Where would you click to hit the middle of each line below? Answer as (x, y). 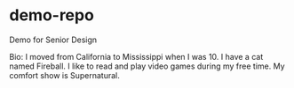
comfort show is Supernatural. (64, 75)
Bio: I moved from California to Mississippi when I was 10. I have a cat (136, 56)
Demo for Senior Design (53, 40)
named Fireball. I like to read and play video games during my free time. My (147, 66)
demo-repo (52, 15)
